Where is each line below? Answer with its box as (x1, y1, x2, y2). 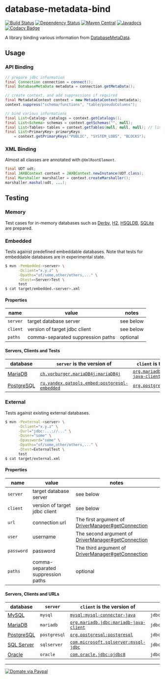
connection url (32, 519, 66, 526)
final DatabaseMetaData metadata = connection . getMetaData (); (5, 84, 135, 89)
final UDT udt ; (5, 166, 36, 171)
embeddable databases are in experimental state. (5, 254, 106, 260)
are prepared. (5, 225, 33, 231)
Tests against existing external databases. (5, 410, 90, 415)
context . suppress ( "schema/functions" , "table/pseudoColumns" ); (5, 102, 137, 107)
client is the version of (80, 604, 136, 610)
